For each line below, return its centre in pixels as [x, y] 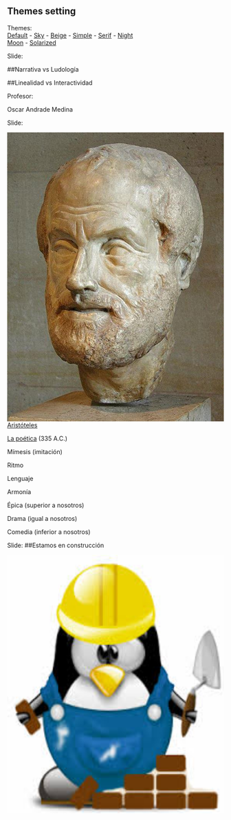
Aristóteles [22, 425]
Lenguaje [20, 479]
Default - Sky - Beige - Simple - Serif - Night [70, 35]
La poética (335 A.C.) [37, 439]
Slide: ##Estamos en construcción [56, 545]
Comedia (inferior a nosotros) [49, 532]
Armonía [19, 492]
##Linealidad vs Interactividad [50, 83]
